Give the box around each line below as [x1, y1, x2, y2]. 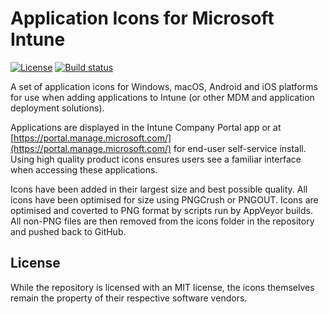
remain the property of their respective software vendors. [10, 292, 248, 304]
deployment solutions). [10, 102, 105, 114]
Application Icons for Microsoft [10, 7, 275, 30]
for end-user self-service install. [173, 142, 307, 154]
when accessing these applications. [10, 163, 158, 176]
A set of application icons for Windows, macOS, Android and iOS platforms [10, 80, 318, 92]
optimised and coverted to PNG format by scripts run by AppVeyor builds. [10, 204, 313, 216]
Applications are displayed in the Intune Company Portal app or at [10, 121, 282, 133]
